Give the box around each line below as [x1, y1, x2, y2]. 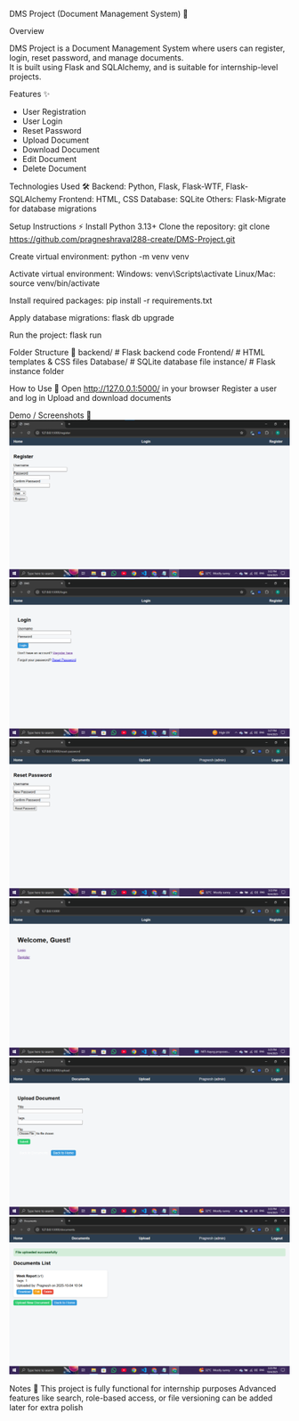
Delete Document [21, 163, 87, 174]
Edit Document [21, 154, 77, 164]
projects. [9, 71, 42, 82]
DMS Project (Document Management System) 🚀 [9, 9, 189, 19]
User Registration [21, 107, 86, 117]
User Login [21, 116, 63, 127]
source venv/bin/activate [9, 278, 101, 289]
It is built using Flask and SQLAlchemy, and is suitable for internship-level [9, 62, 279, 72]
